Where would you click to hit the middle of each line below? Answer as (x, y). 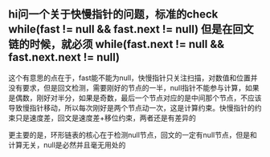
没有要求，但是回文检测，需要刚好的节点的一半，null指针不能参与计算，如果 (134, 87)
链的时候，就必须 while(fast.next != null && (117, 44)
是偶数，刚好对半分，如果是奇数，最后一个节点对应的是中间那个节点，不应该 (135, 98)
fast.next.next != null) (64, 57)
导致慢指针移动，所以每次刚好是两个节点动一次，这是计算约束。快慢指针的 (131, 107)
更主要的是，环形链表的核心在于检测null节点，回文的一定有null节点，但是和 (133, 135)
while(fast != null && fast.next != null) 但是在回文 (131, 29)
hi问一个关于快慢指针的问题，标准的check (113, 14)
